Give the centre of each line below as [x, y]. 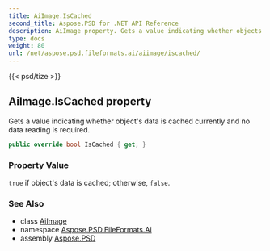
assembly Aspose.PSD [58, 238]
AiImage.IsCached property [80, 102]
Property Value [39, 165]
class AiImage [43, 221]
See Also [26, 203]
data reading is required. [49, 129]
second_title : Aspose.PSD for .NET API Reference [94, 23]
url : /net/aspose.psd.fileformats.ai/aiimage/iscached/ [104, 53]
